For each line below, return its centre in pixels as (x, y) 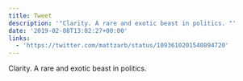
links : (19, 38)
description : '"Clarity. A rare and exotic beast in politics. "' (122, 23)
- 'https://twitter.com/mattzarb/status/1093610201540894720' (122, 46)
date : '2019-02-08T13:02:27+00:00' (68, 30)
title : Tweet (30, 16)
